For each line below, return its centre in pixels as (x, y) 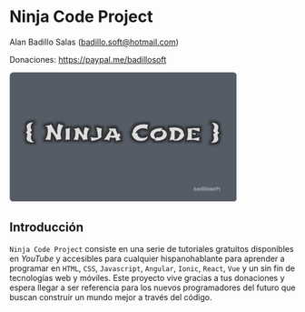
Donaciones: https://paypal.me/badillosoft (88, 59)
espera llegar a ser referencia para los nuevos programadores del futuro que (152, 287)
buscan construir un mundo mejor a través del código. (111, 297)
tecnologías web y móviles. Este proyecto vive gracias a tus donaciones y (147, 278)
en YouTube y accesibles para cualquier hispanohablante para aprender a (147, 259)
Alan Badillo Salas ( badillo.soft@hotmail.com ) (94, 42)
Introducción (47, 227)
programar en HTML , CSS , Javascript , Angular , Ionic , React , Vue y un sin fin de (152, 268)
